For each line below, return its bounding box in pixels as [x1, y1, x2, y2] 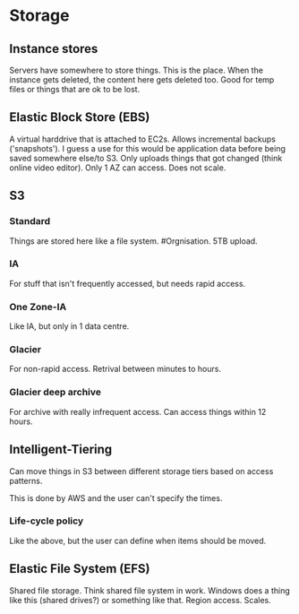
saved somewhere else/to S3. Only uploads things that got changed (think [9, 152, 283, 163]
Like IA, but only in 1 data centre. [9, 321, 130, 332]
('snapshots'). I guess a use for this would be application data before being [9, 143, 286, 153]
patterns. [9, 475, 43, 486]
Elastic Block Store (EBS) [9, 109, 150, 125]
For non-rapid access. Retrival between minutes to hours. [9, 364, 222, 375]
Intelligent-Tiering [9, 442, 113, 457]
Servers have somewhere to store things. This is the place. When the [9, 65, 264, 75]
